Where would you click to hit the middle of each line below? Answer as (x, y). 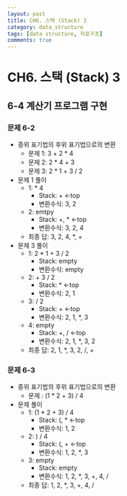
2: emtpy (41, 212)
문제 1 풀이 (32, 180)
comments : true (30, 40)
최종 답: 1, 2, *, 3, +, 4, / (61, 485)
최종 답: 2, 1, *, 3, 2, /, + (61, 350)
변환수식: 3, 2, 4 (61, 228)
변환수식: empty (61, 269)
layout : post (26, 14)
